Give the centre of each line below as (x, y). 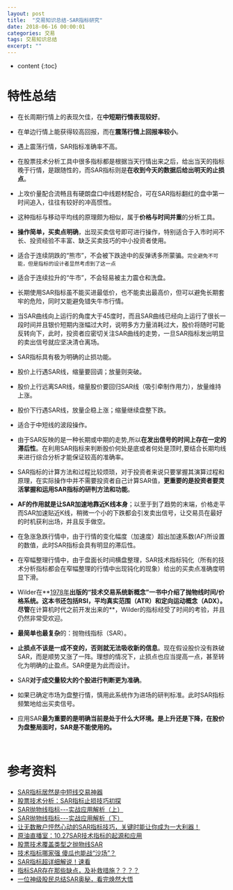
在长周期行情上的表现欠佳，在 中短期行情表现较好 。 (90, 116)
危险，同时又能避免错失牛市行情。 (78, 301)
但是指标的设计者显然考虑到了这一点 (72, 263)
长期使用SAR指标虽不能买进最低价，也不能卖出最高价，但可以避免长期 (118, 292)
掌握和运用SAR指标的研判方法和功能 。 (79, 489)
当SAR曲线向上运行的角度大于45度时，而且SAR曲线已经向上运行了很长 (119, 316)
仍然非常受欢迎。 (42, 618)
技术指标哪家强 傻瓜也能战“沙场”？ (67, 853)
